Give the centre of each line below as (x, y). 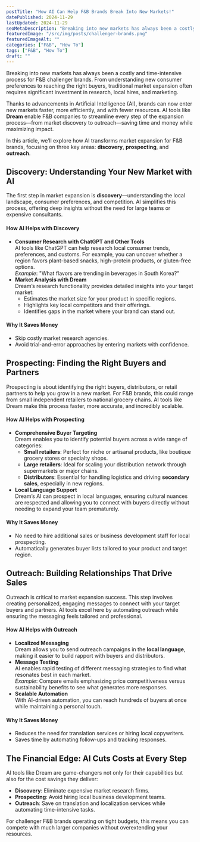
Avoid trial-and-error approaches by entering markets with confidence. (102, 344)
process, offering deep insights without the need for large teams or (88, 208)
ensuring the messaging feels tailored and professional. (74, 616)
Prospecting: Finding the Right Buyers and (86, 363)
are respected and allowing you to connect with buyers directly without (102, 502)
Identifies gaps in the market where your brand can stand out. (99, 311)
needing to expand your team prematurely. (67, 509)
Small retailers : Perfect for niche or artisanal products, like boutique (107, 451)
